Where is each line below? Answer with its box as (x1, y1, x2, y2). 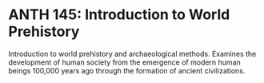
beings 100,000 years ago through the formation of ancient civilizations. (8, 65, 246, 75)
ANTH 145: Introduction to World (8, 6, 230, 24)
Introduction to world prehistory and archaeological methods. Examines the (8, 49, 257, 58)
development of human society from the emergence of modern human (8, 57, 242, 67)
